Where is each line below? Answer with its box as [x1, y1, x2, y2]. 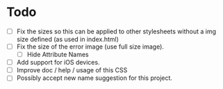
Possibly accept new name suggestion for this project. [16, 74, 173, 82]
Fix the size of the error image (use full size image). [16, 42, 165, 51]
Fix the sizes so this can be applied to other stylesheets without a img [16, 27, 217, 35]
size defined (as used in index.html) [16, 35, 119, 43]
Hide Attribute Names [26, 50, 90, 59]
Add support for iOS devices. [16, 58, 100, 67]
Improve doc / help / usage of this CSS [16, 66, 128, 74]
